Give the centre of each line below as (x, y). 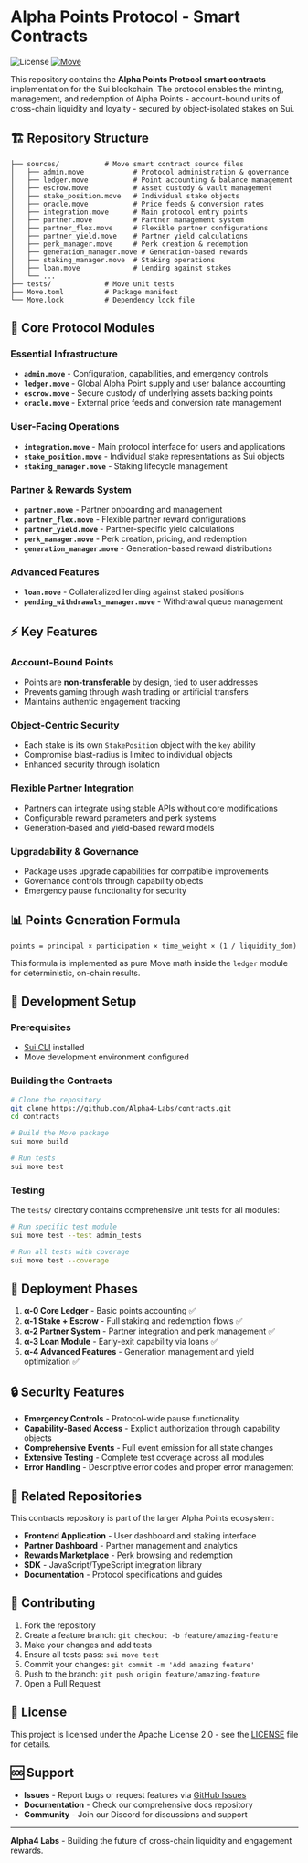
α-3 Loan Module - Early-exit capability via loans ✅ (121, 1342)
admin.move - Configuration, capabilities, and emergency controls (146, 374)
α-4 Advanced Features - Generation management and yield (139, 1352)
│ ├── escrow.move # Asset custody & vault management (142, 188)
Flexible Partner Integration (73, 788)
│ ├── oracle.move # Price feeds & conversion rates (137, 204)
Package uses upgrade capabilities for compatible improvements (146, 871)
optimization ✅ (52, 1362)
